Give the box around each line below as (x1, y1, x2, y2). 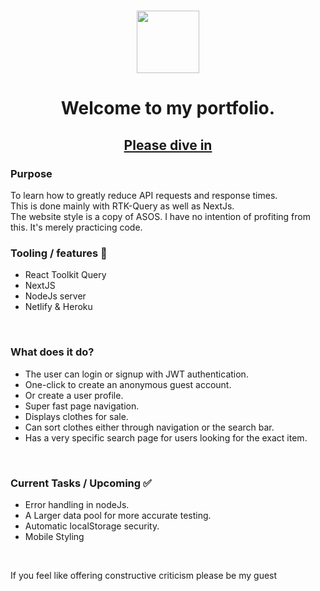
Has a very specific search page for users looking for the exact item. (24, 431, 308, 444)
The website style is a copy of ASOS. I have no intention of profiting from (10, 211, 311, 223)
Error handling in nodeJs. (24, 498, 130, 510)
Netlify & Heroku (24, 301, 93, 313)
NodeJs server (24, 290, 87, 302)
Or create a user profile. (24, 389, 124, 401)
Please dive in (123, 136, 213, 154)
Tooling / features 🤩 (10, 246, 108, 260)
